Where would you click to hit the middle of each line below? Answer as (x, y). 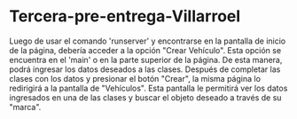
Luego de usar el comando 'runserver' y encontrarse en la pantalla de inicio (148, 41)
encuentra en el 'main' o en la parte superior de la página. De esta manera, (146, 59)
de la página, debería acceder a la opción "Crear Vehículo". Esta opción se (145, 50)
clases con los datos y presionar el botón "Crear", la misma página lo (135, 78)
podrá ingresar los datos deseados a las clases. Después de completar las (145, 69)
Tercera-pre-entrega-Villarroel (125, 16)
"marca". (25, 107)
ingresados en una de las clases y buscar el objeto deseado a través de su (145, 97)
